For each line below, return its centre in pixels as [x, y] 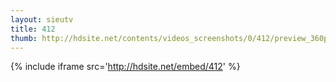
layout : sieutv [42, 19]
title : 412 [33, 29]
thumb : [24, 38]
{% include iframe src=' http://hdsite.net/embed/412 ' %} [125, 67]
